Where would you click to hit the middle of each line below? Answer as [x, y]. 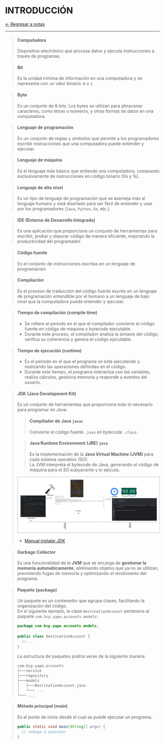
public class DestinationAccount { [54, 636]
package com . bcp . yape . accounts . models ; [58, 626]
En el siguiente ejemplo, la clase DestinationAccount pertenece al [83, 611]
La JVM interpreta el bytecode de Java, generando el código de [94, 464]
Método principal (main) [42, 706]
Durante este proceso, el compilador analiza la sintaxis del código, [92, 334]
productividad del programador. [49, 241]
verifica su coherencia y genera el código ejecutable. [78, 339]
